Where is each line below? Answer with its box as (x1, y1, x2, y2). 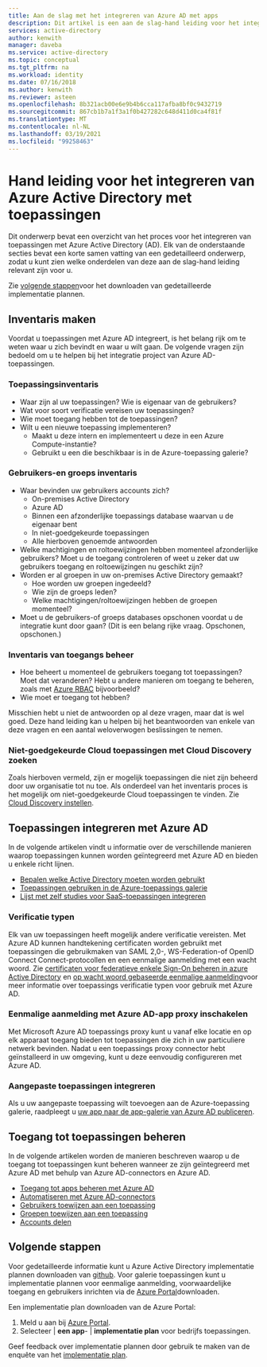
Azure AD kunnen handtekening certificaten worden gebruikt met (8, 938, 222, 948)
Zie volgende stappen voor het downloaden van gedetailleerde (8, 281, 212, 290)
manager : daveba (8, 41, 62, 49)
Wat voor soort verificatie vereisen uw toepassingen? (19, 405, 195, 415)
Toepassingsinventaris (8, 379, 99, 390)
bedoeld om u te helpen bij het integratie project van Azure (8, 351, 201, 360)
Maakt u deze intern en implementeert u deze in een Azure (31, 430, 224, 440)
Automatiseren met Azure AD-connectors (19, 1191, 157, 1201)
